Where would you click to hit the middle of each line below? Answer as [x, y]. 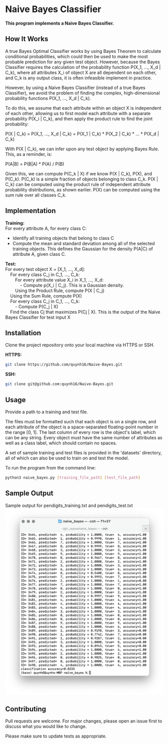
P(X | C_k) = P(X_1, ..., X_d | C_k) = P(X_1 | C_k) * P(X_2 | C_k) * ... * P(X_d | [82, 134]
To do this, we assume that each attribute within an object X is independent [83, 108]
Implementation [31, 211]
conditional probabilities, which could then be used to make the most [77, 56]
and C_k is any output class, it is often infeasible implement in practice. [79, 78]
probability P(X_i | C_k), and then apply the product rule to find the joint [79, 119]
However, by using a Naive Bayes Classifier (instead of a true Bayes [75, 87]
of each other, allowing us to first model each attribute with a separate [78, 113]
